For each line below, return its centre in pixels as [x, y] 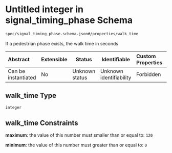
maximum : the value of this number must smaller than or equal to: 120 [79, 135]
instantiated [22, 78]
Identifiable [116, 59]
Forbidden [149, 74]
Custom [146, 56]
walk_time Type [31, 96]
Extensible [54, 59]
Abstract [19, 59]
